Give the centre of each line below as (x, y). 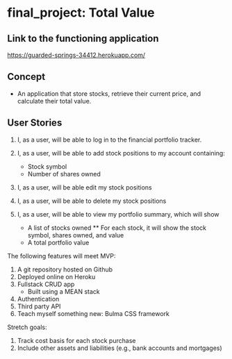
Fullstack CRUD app (46, 284)
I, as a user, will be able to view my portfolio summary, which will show (118, 214)
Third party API (39, 306)
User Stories (35, 123)
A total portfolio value (58, 242)
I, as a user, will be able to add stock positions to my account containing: (121, 153)
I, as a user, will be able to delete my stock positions (92, 201)
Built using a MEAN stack (64, 291)
